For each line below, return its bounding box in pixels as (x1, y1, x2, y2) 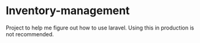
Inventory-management (6, 4, 130, 18)
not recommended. (6, 30, 55, 37)
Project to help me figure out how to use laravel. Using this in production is (6, 24, 194, 31)
